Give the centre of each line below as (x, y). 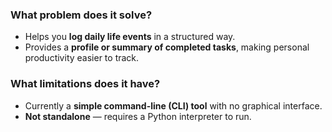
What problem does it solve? (81, 15)
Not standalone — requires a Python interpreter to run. (138, 116)
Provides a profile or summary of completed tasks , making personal (167, 47)
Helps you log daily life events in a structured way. (130, 37)
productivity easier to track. (82, 58)
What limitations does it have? (85, 84)
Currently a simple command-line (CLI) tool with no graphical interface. (173, 105)
